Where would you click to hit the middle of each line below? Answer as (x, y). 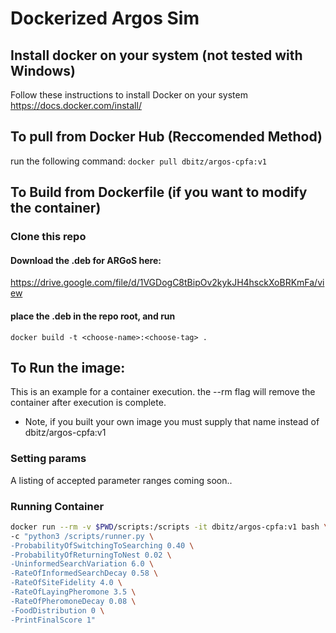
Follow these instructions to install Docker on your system (129, 95)
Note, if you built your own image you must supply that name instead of (172, 422)
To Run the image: (68, 367)
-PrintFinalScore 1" (53, 620)
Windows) (43, 70)
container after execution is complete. (88, 403)
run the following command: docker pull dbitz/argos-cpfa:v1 (138, 161)
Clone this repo (48, 237)
